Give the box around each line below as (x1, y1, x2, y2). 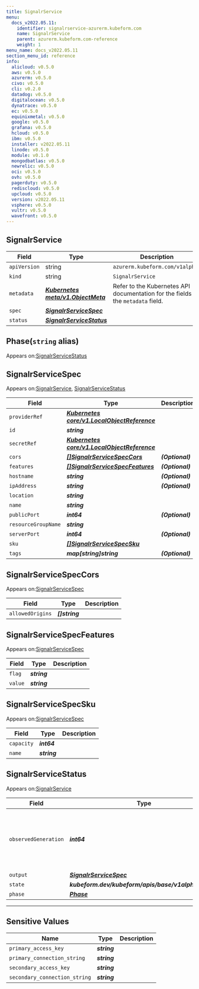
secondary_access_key (9, 964, 70, 971)
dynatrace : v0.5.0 (11, 102, 57, 109)
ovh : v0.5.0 (11, 175, 41, 181)
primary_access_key (9, 945, 64, 952)
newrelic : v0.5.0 (11, 163, 54, 169)
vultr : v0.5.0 (11, 207, 46, 214)
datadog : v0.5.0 (11, 91, 52, 97)
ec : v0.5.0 (11, 108, 38, 114)
